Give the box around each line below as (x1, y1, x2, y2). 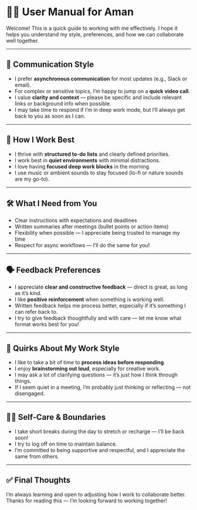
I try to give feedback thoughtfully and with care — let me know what (14, 314, 182, 321)
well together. (6, 37, 39, 44)
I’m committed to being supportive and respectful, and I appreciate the (14, 446, 185, 453)
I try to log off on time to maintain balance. (14, 440, 117, 447)
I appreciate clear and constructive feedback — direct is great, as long (14, 283, 188, 290)
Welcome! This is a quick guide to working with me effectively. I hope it (6, 25, 178, 32)
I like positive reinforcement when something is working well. (14, 296, 165, 303)
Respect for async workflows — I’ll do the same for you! (14, 242, 150, 249)
